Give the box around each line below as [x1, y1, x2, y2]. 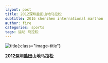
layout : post [5, 7, 32, 12]
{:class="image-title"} [17, 43, 61, 48]
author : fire [5, 20, 32, 26]
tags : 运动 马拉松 [5, 30, 39, 34]
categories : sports [5, 25, 45, 30]
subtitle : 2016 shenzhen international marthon [5, 16, 104, 21]
